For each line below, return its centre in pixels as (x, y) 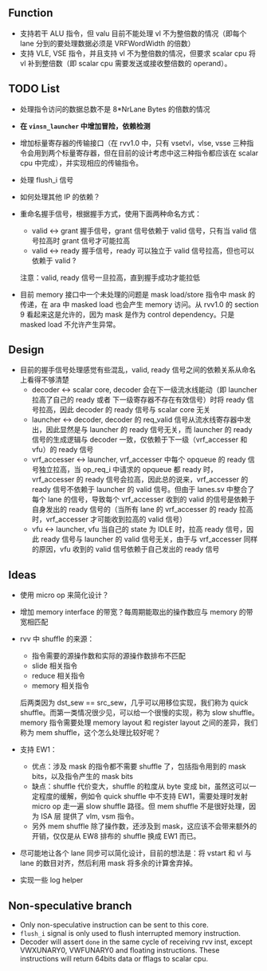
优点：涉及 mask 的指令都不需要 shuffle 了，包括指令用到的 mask (139, 767)
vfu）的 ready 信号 (63, 450)
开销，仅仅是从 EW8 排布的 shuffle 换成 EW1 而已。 (116, 836)
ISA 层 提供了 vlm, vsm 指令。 (90, 816)
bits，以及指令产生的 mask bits (82, 776)
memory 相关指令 (60, 686)
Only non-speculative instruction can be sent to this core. (114, 925)
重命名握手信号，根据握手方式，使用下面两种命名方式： (110, 214)
